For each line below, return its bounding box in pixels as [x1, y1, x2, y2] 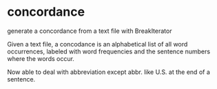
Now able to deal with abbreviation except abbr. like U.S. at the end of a [7, 68, 210, 76]
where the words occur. [7, 54, 74, 62]
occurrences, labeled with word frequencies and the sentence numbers [7, 47, 211, 55]
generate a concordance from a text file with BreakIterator [7, 27, 172, 35]
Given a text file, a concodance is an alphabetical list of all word [7, 40, 188, 48]
